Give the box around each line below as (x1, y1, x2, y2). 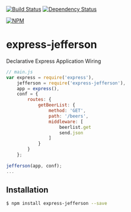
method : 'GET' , (48, 107, 86, 114)
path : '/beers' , (48, 113, 89, 119)
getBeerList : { (37, 102, 76, 108)
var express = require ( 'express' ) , (6, 74, 94, 80)
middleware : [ (48, 119, 84, 125)
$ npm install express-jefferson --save (6, 201, 108, 207)
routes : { (27, 97, 52, 103)
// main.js (6, 69, 33, 75)
